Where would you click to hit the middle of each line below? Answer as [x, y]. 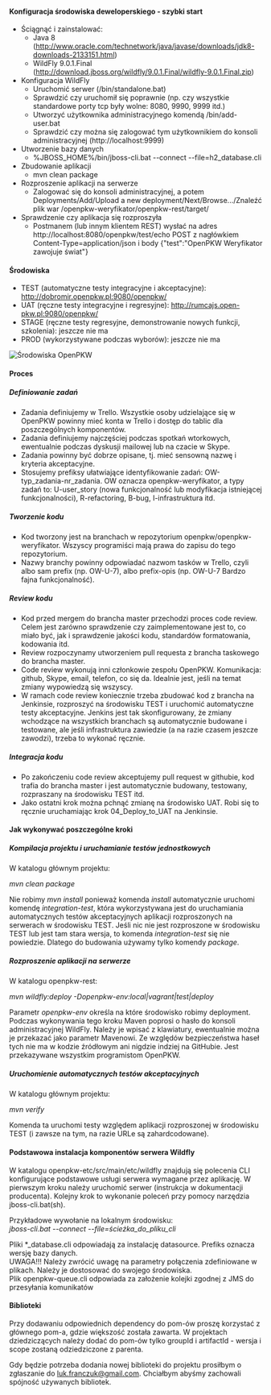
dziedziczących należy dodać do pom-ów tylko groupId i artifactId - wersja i [135, 1340]
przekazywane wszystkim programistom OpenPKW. [95, 1055]
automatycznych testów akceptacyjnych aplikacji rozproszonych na [121, 917]
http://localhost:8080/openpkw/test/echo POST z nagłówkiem [136, 235]
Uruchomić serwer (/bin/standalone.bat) [99, 89]
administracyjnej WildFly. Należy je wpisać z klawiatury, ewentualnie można [134, 1030]
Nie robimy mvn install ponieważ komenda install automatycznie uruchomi [132, 899]
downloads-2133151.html [74, 55]
